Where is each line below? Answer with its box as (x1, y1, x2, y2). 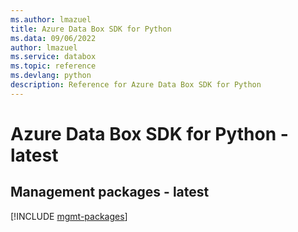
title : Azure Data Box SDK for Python (10, 24, 172, 34)
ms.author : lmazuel (10, 14, 92, 25)
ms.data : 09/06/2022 (10, 33, 97, 43)
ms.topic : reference (10, 61, 97, 71)
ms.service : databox (10, 52, 97, 62)
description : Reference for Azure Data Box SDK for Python (10, 80, 262, 90)
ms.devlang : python (10, 71, 92, 81)
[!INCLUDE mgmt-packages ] (10, 210, 128, 222)
